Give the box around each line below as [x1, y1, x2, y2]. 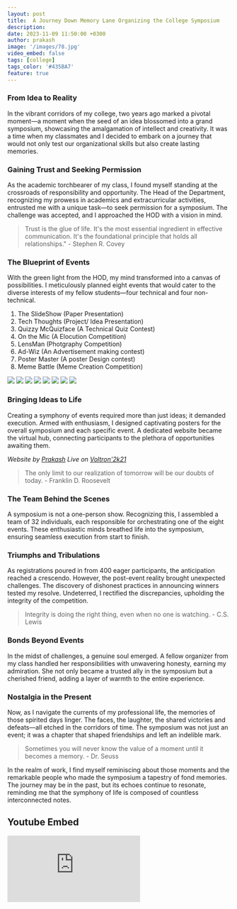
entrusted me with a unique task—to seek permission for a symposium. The [7, 203, 228, 212]
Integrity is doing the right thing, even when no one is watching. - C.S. [24, 610, 229, 619]
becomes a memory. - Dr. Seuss [24, 752, 119, 760]
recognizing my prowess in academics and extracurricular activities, [7, 196, 207, 204]
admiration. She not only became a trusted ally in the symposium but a [7, 667, 213, 675]
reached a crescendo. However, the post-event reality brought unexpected [7, 574, 226, 582]
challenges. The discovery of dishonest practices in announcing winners [7, 581, 219, 590]
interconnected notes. [7, 796, 72, 804]
